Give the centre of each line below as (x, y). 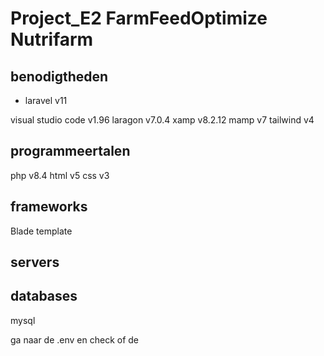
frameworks (49, 207)
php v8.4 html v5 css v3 (60, 175)
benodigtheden (59, 76)
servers (35, 262)
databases (44, 296)
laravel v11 (46, 100)
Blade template (41, 231)
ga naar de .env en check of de (75, 339)
